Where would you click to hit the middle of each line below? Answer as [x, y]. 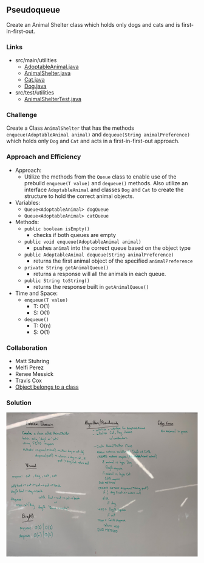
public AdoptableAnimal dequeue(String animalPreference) [99, 255]
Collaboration [27, 348]
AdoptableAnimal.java [51, 67]
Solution [19, 403]
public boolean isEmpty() [57, 229]
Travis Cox [29, 381]
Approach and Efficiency [44, 157]
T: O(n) [42, 325]
